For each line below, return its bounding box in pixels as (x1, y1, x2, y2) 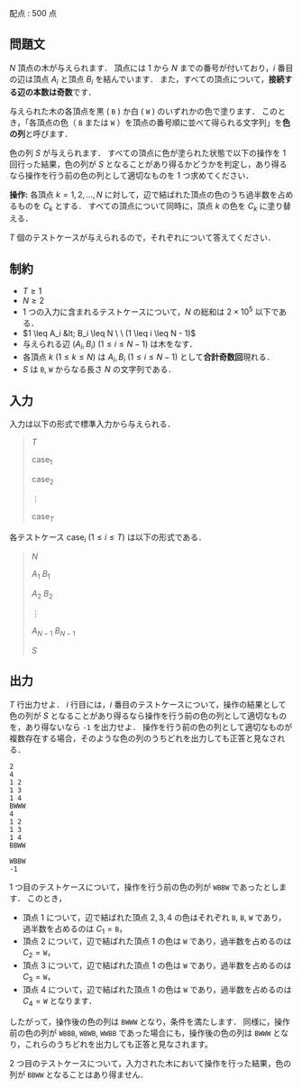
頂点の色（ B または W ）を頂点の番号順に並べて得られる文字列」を (36, 116, 283, 128)
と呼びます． (25, 128, 73, 139)
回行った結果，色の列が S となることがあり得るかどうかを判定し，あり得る (9, 159, 288, 169)
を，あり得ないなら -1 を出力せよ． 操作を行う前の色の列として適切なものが (9, 721, 293, 732)
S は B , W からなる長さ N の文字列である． (22, 364, 177, 375)
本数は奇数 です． (32, 87, 96, 97)
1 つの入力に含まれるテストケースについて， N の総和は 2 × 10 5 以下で (22, 305, 279, 317)
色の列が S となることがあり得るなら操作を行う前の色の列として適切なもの (9, 710, 288, 721)
